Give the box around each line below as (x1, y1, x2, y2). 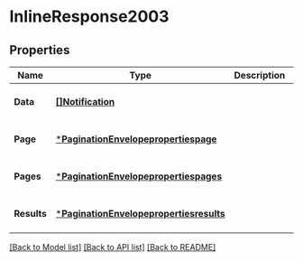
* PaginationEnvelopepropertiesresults (55, 208, 225, 219)
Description (234, 70, 286, 81)
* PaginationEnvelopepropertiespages (55, 170, 223, 182)
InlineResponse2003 (9, 6, 170, 27)
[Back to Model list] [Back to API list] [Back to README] (9, 242, 216, 252)
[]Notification (55, 96, 115, 107)
